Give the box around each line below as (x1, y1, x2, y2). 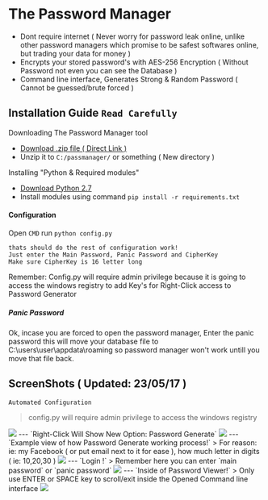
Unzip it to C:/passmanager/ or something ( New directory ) (19, 152, 216, 161)
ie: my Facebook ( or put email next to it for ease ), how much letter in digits (8, 446, 260, 456)
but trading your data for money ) (19, 48, 132, 58)
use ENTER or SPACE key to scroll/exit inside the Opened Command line (8, 473, 249, 484)
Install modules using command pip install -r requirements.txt (19, 191, 241, 202)
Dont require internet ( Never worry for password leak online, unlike (19, 31, 245, 41)
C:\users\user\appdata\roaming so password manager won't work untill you (8, 344, 260, 355)
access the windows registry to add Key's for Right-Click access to (8, 280, 232, 290)
